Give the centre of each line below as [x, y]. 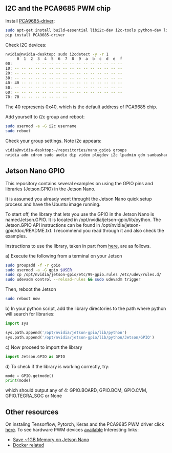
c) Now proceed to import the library [44, 347]
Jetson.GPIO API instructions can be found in [53, 225]
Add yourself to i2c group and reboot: [45, 117]
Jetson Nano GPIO [35, 171]
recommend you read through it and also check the [110, 230]
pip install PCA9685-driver [35, 35]
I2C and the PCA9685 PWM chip [58, 8]
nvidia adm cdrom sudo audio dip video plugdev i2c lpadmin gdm [75, 155]
